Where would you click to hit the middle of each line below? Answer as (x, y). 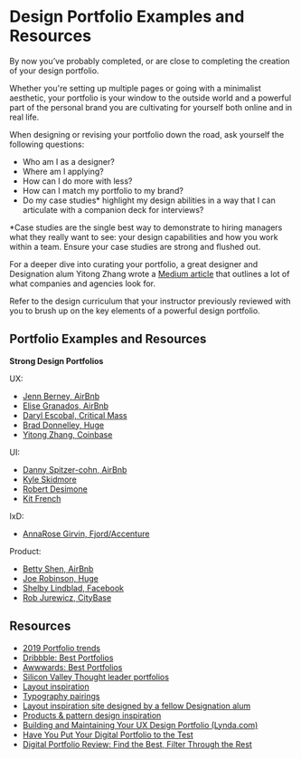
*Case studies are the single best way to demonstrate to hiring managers (146, 227)
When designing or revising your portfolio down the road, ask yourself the (147, 134)
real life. (24, 117)
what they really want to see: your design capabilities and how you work (144, 236)
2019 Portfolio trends (61, 648)
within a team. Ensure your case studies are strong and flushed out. (135, 246)
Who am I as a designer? (68, 161)
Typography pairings (61, 696)
